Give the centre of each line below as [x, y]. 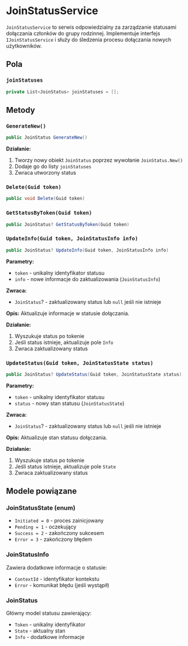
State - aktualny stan [40, 631]
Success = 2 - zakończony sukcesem [59, 533]
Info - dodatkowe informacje [49, 637]
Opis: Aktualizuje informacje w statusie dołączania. [68, 313]
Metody [20, 110]
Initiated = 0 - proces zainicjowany [59, 521]
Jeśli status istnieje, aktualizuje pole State [65, 466]
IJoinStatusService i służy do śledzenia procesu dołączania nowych [89, 39]
